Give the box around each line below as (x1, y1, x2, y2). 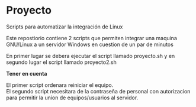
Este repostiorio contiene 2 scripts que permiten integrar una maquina (6, 34, 178, 41)
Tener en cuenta (6, 70, 47, 77)
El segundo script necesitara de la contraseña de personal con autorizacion (6, 87, 191, 95)
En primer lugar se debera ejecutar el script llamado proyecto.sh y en (6, 52, 175, 59)
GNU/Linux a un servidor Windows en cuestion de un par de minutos (6, 41, 173, 48)
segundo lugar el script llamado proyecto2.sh (6, 59, 117, 66)
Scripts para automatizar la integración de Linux (6, 23, 123, 30)
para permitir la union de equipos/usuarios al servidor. (6, 94, 139, 101)
